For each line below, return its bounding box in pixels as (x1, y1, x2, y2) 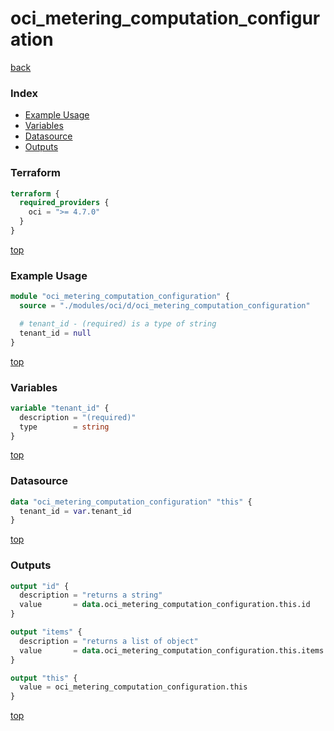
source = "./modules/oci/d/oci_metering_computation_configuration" (19, 301, 311, 311)
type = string (19, 422, 110, 432)
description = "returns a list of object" (19, 636, 199, 646)
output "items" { (10, 627, 83, 637)
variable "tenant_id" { (10, 403, 110, 413)
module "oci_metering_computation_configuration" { (10, 292, 230, 302)
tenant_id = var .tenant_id (19, 506, 132, 516)
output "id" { (10, 581, 70, 591)
